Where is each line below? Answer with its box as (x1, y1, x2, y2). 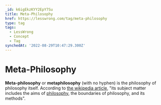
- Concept (9, 34, 29, 39)
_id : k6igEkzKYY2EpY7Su (5, 7, 53, 12)
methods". (5, 95, 26, 101)
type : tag (5, 20, 25, 26)
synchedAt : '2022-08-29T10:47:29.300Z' (5, 43, 86, 48)
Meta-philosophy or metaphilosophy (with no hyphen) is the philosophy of (5, 80, 157, 86)
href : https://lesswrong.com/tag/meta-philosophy (5, 16, 108, 21)
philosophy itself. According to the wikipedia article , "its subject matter (5, 85, 146, 91)
